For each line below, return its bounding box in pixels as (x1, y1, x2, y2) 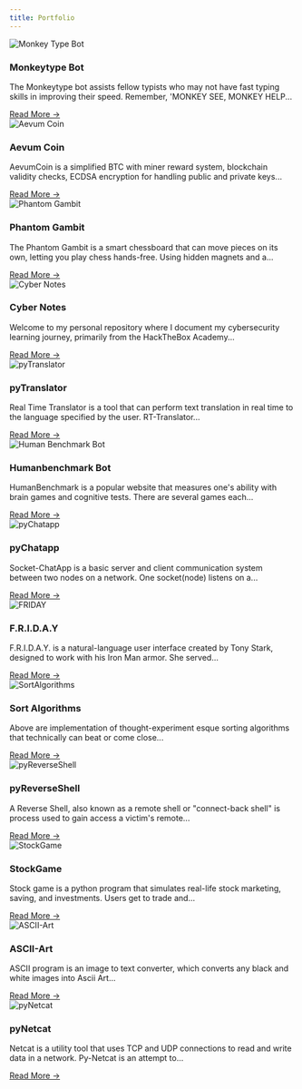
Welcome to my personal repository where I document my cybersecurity (9, 321, 280, 332)
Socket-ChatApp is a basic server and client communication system (9, 562, 263, 573)
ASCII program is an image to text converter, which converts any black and (9, 963, 289, 974)
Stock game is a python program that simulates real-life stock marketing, (9, 882, 281, 894)
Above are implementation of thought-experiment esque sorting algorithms (9, 722, 290, 733)
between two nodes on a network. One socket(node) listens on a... (9, 572, 258, 583)
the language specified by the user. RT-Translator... (9, 412, 200, 423)
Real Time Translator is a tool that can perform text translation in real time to (9, 402, 294, 413)
